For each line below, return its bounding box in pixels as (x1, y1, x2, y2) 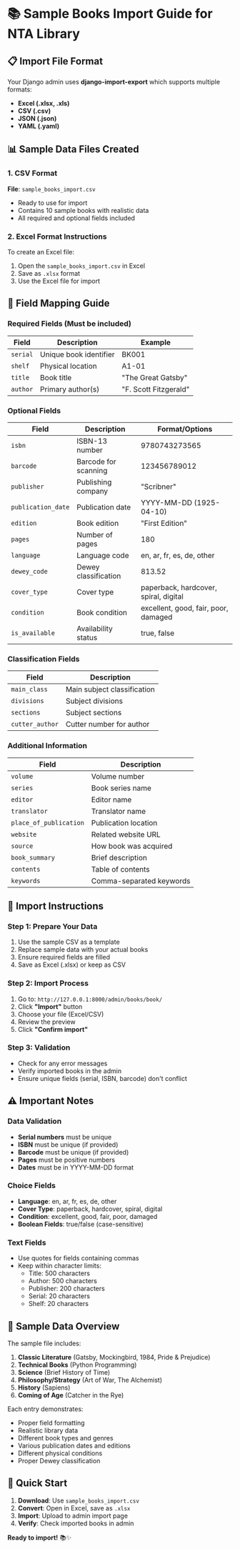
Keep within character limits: (17, 1262, 102, 1270)
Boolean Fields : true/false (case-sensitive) (17, 1220, 144, 1228)
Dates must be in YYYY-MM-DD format (17, 1162, 134, 1172)
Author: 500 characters (28, 1277, 98, 1285)
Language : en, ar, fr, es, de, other (17, 1197, 117, 1205)
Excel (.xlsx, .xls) (17, 99, 70, 107)
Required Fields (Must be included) (7, 319, 132, 329)
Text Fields (7, 1237, 46, 1247)
